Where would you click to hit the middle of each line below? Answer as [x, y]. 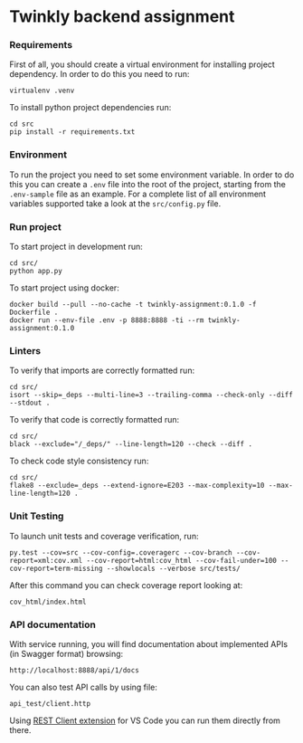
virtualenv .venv [42, 91]
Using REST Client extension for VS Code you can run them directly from [145, 720]
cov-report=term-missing [56, 568]
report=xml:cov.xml [46, 560]
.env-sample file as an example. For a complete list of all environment [138, 194]
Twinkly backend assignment [122, 17]
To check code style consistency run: [79, 461]
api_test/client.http [50, 703]
